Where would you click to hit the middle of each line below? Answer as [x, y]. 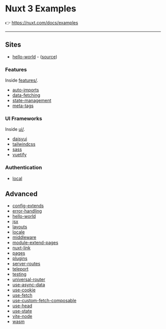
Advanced [21, 194]
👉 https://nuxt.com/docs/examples [41, 22]
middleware [24, 237]
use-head [22, 306]
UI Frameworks [24, 118]
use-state [22, 311]
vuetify [20, 155]
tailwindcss [24, 144]
